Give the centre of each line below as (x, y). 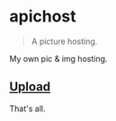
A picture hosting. (64, 41)
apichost (43, 17)
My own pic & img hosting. (58, 58)
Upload (30, 87)
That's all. (27, 108)
